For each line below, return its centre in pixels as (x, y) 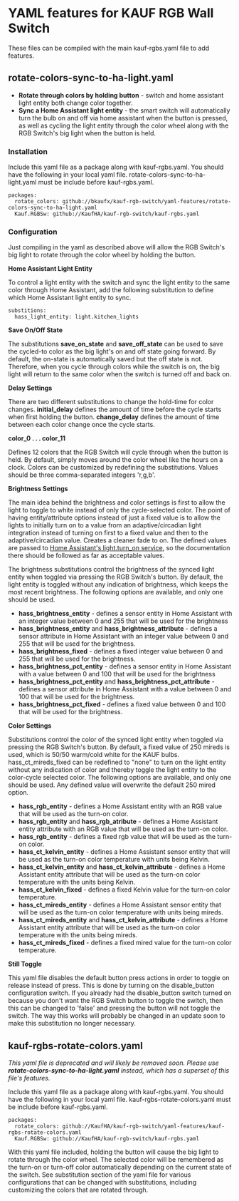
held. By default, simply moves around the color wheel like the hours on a (116, 460)
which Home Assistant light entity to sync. (70, 298)
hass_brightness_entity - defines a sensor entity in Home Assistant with (125, 614)
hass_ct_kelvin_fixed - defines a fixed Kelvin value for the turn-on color (124, 890)
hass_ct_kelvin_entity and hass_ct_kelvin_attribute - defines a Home (122, 867)
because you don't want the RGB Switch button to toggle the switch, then (116, 1001)
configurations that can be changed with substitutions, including (102, 1182)
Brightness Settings (38, 489)
